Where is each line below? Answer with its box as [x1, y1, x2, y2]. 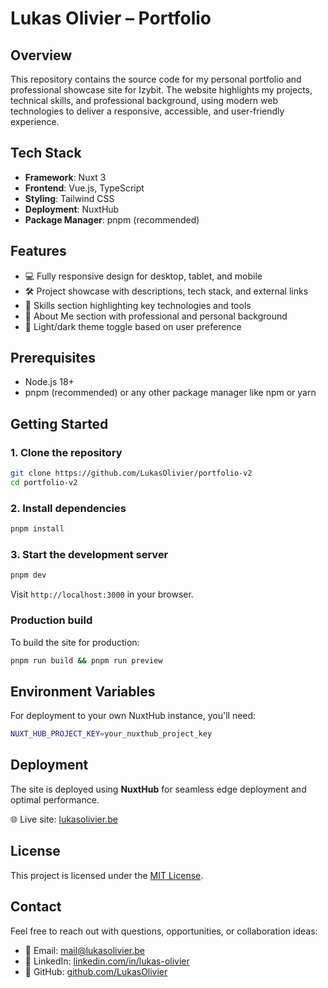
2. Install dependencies [10, 501, 127, 515]
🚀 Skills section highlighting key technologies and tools [24, 299, 252, 311]
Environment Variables [10, 683, 156, 700]
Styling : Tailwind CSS [24, 192, 115, 204]
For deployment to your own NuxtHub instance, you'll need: [10, 710, 257, 722]
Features [10, 243, 67, 260]
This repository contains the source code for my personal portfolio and [10, 73, 302, 85]
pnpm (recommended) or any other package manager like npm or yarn [24, 387, 317, 399]
